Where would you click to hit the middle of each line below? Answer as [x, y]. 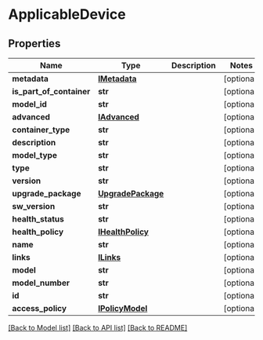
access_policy [40, 308]
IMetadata [117, 79]
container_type [41, 130]
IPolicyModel [122, 308]
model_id [29, 104]
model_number [41, 283]
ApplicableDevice [67, 15]
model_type [34, 155]
